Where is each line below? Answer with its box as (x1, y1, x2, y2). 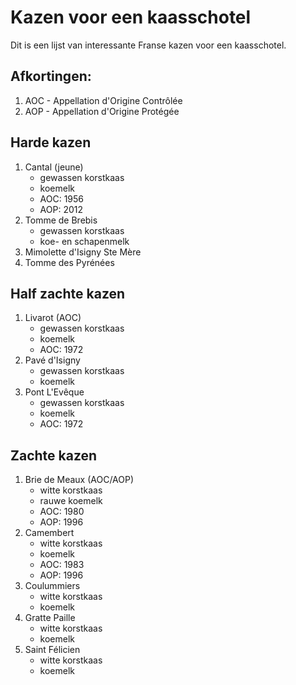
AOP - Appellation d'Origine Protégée (24, 105, 180, 117)
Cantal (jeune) (24, 161, 84, 173)
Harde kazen (10, 134, 92, 151)
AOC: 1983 (39, 559, 85, 571)
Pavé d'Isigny (24, 354, 81, 366)
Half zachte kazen (10, 285, 126, 302)
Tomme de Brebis (24, 214, 98, 226)
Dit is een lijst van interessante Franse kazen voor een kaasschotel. (10, 39, 287, 51)
